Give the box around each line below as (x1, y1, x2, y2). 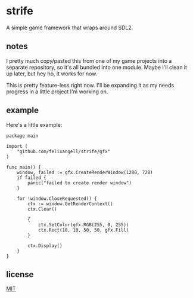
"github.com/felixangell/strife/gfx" (17, 148, 111, 154)
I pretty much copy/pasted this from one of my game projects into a (6, 57, 172, 64)
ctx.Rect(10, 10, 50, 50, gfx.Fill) (38, 227, 129, 233)
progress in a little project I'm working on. (6, 88, 108, 95)
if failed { (17, 175, 46, 181)
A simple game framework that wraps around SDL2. (6, 24, 133, 31)
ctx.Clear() (27, 206, 58, 212)
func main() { (6, 164, 42, 170)
